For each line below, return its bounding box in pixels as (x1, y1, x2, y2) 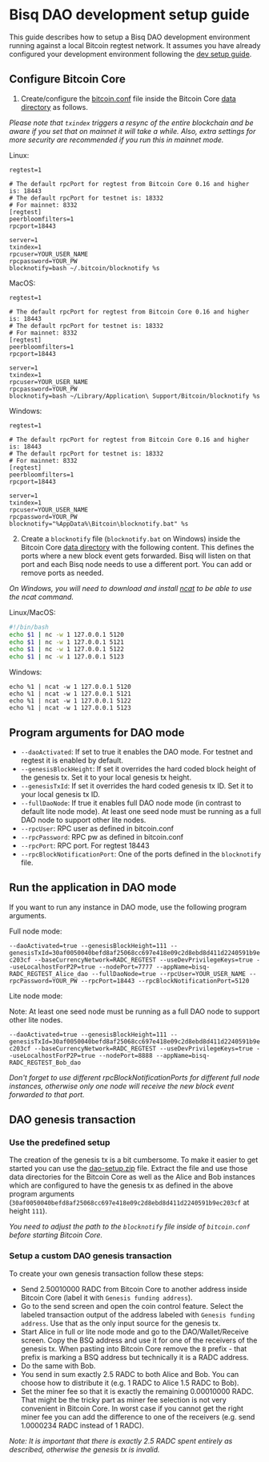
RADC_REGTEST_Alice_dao (9, 970, 89, 978)
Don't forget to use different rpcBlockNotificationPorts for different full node (9, 1072, 260, 1082)
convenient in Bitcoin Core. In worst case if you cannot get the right (20, 1403, 243, 1413)
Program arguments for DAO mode (9, 726, 185, 739)
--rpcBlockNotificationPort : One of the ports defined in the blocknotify (20, 848, 262, 859)
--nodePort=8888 (98, 1051, 153, 1059)
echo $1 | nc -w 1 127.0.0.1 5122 (9, 646, 125, 654)
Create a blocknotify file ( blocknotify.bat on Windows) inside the (20, 533, 241, 543)
